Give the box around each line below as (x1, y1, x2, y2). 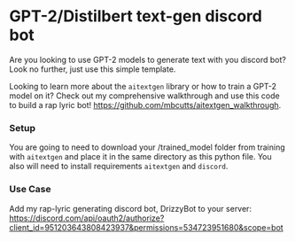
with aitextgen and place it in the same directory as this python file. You (9, 152, 272, 162)
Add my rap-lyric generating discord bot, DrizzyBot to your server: (9, 203, 252, 214)
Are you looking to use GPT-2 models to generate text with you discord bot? (9, 54, 286, 65)
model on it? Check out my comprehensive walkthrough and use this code (9, 90, 281, 101)
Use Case (9, 183, 51, 196)
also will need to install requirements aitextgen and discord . (9, 161, 229, 172)
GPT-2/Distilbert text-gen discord (9, 6, 263, 27)
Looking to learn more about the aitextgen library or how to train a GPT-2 (9, 81, 277, 91)
